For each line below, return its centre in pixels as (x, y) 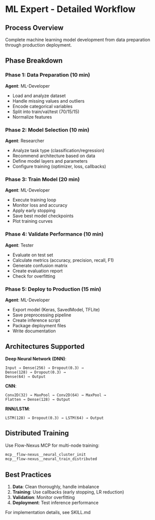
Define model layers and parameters (50, 161)
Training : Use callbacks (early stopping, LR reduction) (68, 492)
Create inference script (36, 320)
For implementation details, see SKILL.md (48, 512)
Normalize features (32, 117)
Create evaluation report (37, 271)
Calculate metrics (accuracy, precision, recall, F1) (63, 260)
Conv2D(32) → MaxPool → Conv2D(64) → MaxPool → (56, 395)
